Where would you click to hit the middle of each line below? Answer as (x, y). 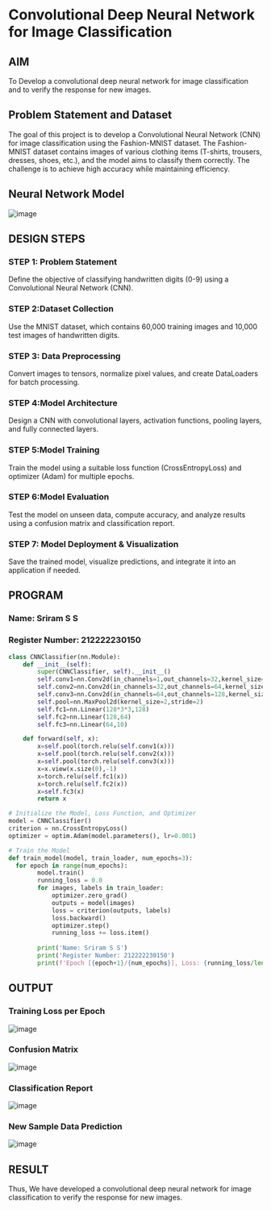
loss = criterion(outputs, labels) (111, 910)
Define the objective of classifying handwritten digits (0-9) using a (119, 279)
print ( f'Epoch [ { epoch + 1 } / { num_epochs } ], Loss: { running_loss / (146, 963)
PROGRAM (36, 596)
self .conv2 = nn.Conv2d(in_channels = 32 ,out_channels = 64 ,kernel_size (151, 687)
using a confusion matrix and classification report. (92, 523)
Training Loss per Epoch (57, 1012)
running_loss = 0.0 (70, 881)
